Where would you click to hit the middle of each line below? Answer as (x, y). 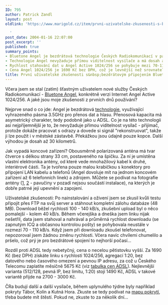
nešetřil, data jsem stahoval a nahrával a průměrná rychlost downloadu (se (82, 219)
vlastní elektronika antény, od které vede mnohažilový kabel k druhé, (76, 162)
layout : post (19, 19)
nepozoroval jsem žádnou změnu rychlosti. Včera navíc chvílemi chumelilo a (84, 235)
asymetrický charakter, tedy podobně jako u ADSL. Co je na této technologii (83, 120)
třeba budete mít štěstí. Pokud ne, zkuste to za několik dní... (67, 297)
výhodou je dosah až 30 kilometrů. (41, 141)
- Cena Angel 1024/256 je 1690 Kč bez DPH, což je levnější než (73, 70)
